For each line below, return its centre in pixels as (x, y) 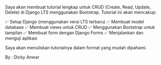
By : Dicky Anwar (22, 57)
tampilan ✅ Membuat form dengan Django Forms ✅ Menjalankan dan (74, 33)
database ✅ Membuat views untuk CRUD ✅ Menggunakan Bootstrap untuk (80, 27)
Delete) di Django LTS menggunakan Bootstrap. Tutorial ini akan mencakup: (81, 12)
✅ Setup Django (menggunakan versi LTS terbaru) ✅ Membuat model (75, 22)
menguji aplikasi (21, 38)
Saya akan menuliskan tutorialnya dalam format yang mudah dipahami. (76, 48)
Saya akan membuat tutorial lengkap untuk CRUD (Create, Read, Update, (78, 7)
